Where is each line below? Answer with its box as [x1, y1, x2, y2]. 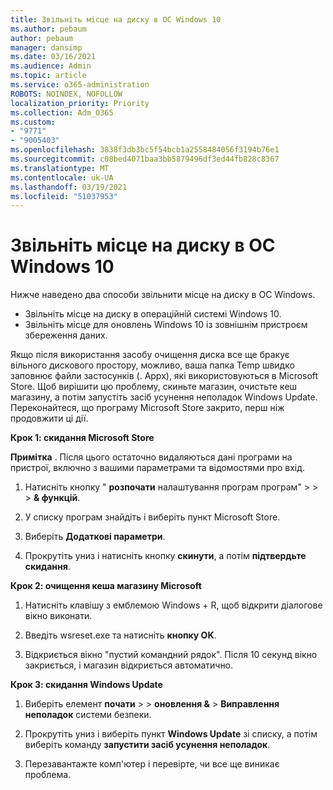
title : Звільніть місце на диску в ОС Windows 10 [10, 14, 222, 25]
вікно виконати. [24, 610, 93, 622]
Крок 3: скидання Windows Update [10, 679, 163, 691]
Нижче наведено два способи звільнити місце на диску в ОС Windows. [10, 289, 316, 301]
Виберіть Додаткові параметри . [24, 531, 166, 543]
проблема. [24, 769, 72, 781]
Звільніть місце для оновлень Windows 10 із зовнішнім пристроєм [24, 319, 308, 331]
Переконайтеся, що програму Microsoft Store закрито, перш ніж [10, 402, 285, 414]
